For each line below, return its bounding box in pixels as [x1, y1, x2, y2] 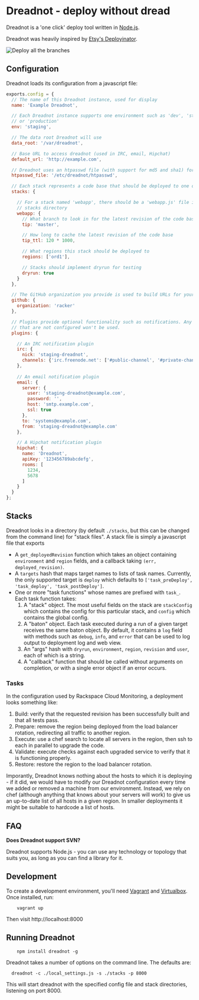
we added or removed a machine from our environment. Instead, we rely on [6, 785, 191, 792]
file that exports [6, 539, 45, 547]
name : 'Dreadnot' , [21, 451, 68, 457]
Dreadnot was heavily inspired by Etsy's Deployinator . [6, 35, 137, 42]
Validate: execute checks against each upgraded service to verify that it [14, 748, 190, 755]
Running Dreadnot [6, 932, 75, 943]
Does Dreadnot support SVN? [6, 836, 81, 844]
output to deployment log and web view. [23, 639, 122, 646]
